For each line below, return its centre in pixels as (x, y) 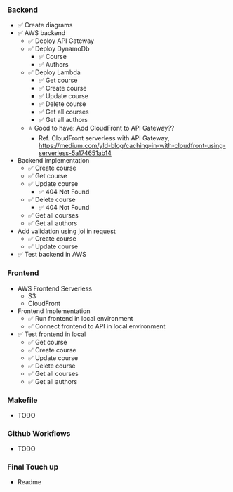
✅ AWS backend (41, 33)
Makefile (22, 400)
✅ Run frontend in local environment (80, 318)
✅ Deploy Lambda (54, 72)
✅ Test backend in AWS (52, 255)
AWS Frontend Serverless (55, 288)
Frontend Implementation (54, 311)
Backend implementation (53, 161)
